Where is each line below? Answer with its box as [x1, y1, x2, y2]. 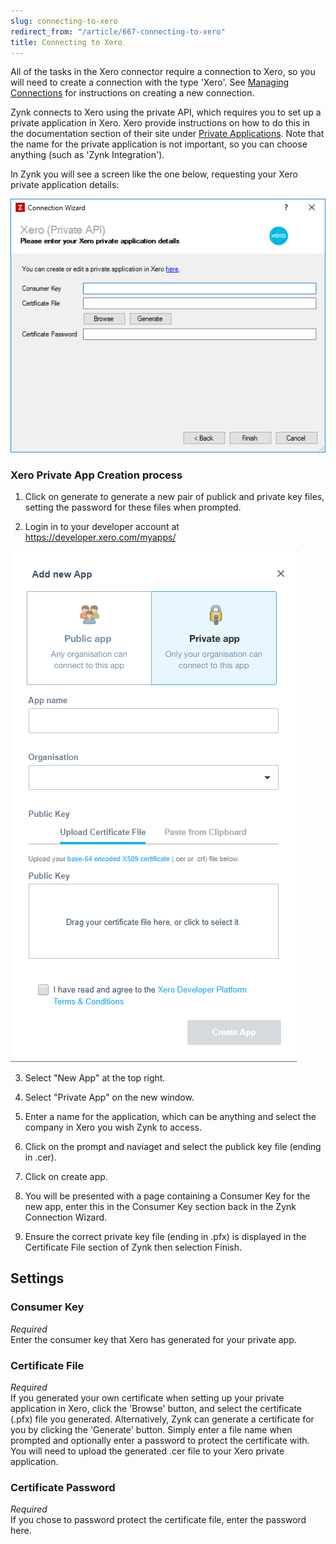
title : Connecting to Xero [10, 37, 123, 47]
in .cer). [24, 1151, 57, 1164]
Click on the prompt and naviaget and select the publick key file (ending [24, 1141, 322, 1153]
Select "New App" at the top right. [24, 1072, 166, 1084]
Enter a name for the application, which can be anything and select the [24, 1111, 317, 1123]
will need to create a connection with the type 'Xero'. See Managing [10, 76, 290, 89]
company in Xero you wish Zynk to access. [24, 1121, 203, 1134]
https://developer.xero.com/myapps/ [24, 531, 177, 544]
